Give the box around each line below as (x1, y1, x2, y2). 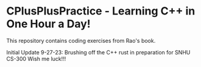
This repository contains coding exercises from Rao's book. (6, 37, 156, 44)
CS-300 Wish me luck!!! (6, 55, 66, 62)
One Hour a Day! (6, 17, 91, 31)
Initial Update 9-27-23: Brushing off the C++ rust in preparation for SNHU (6, 48, 191, 56)
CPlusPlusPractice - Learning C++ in (6, 4, 196, 18)
